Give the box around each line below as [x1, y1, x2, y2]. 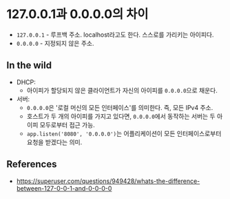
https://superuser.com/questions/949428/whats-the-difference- [16, 177, 200, 185]
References [6, 158, 57, 170]
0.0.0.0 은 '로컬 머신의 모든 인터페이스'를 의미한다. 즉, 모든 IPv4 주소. [26, 103, 213, 111]
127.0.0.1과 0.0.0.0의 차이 [6, 6, 149, 22]
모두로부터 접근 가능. [39, 120, 96, 129]
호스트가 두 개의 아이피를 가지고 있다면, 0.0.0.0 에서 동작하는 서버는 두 [26, 112, 216, 120]
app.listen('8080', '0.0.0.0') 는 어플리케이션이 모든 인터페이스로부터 [26, 129, 222, 138]
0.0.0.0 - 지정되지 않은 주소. [16, 39, 94, 47]
